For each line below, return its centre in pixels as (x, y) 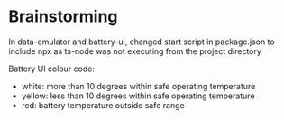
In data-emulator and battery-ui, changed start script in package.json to (142, 42)
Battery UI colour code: (52, 69)
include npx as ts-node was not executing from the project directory (135, 51)
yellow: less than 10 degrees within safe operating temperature (138, 96)
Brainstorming (63, 17)
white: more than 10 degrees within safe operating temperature (138, 86)
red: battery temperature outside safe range (103, 105)
